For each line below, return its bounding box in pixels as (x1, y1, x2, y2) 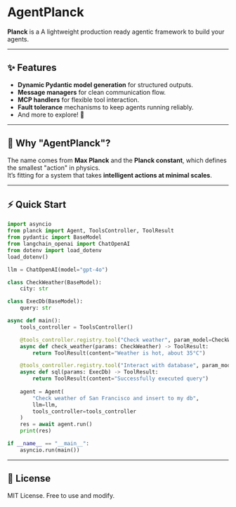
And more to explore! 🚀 (17, 110, 85, 119)
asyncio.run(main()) (20, 447, 80, 454)
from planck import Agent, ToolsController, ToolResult (7, 228, 174, 235)
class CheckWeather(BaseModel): (7, 279, 102, 286)
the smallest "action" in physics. (7, 163, 100, 172)
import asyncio (7, 220, 52, 228)
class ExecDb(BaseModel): (7, 298, 83, 305)
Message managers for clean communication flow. (17, 88, 166, 96)
